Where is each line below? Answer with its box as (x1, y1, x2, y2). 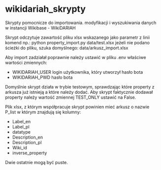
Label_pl (12, 124, 30, 130)
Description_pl (12, 139, 42, 145)
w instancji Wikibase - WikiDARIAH (5, 25, 76, 30)
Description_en (12, 134, 43, 140)
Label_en (12, 118, 31, 124)
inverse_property (12, 150, 47, 156)
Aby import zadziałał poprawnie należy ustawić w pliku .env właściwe (5, 54, 146, 60)
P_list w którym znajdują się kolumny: (5, 109, 81, 115)
